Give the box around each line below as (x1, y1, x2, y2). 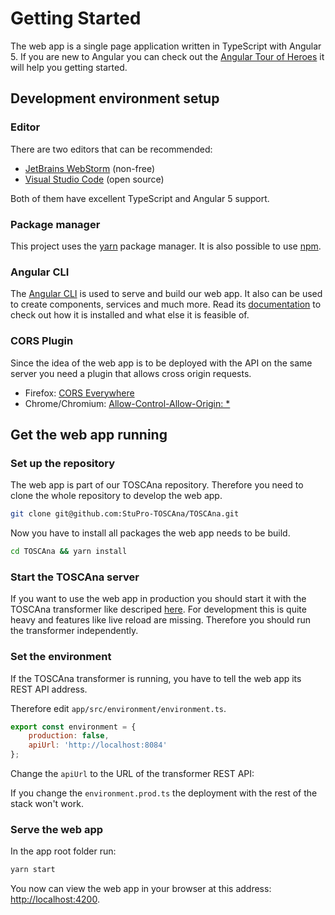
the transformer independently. (10, 625, 139, 637)
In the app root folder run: (10, 845, 117, 857)
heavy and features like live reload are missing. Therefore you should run (10, 614, 311, 626)
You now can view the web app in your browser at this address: (10, 883, 272, 895)
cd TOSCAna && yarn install (10, 547, 128, 557)
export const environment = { (10, 722, 137, 732)
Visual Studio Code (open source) (24, 173, 165, 185)
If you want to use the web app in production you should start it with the (10, 593, 307, 605)
